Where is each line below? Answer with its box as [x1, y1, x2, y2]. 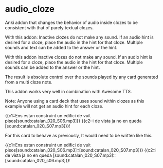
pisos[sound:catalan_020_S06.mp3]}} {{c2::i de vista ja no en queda [5, 118, 142, 124]
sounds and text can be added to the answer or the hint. [5, 44, 118, 50]
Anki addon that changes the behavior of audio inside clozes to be [5, 20, 138, 25]
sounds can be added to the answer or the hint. [5, 64, 100, 70]
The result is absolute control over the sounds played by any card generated [5, 74, 158, 80]
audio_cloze [5, 3, 55, 15]
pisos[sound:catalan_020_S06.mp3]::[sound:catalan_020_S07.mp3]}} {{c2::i [5, 147, 157, 153]
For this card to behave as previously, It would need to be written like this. [5, 132, 153, 138]
